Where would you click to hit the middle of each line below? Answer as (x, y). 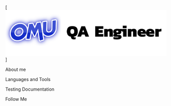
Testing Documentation (30, 89)
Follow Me (16, 99)
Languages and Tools (28, 79)
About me (16, 70)
